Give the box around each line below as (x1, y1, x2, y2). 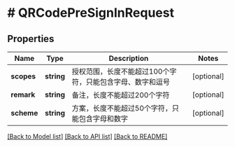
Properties (7, 33, 55, 45)
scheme (10, 108, 38, 118)
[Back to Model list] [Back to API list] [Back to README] (7, 132, 168, 141)
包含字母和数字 (78, 114, 128, 123)
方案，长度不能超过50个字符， (71, 104, 173, 113)
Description (108, 54, 149, 63)
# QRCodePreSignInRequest (7, 5, 175, 21)
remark (10, 90, 36, 99)
